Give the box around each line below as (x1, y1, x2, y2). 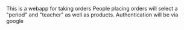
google (6, 18, 24, 24)
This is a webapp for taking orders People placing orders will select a (6, 5, 178, 12)
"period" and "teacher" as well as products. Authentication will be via (6, 11, 179, 18)
